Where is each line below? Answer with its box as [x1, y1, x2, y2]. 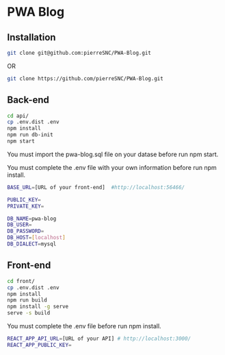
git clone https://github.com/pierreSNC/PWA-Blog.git [7, 75, 164, 82]
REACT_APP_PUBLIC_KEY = [7, 341, 72, 348]
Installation [7, 32, 56, 43]
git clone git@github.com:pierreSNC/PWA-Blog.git [7, 49, 152, 56]
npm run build [7, 297, 48, 304]
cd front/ [7, 278, 36, 284]
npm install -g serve [7, 303, 69, 310]
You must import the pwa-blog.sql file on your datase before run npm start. [7, 150, 219, 158]
